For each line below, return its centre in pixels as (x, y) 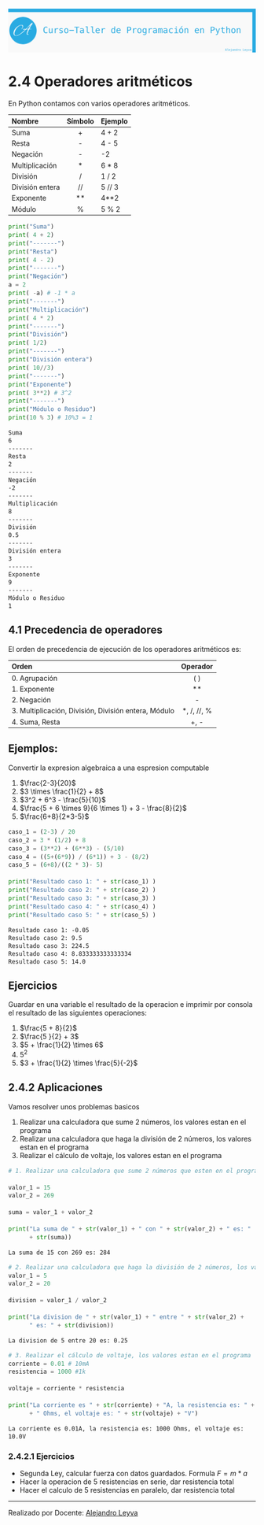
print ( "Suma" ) (31, 227)
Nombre (25, 121)
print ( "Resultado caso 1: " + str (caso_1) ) (82, 882)
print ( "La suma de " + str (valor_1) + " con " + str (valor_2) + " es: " (130, 1229)
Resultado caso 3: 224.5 (49, 946)
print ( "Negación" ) (38, 276)
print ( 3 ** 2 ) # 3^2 (40, 393)
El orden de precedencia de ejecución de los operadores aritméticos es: (125, 649)
